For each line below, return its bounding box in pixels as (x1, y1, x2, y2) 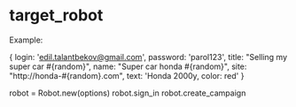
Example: (9, 34, 43, 45)
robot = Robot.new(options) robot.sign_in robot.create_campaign (9, 88, 246, 98)
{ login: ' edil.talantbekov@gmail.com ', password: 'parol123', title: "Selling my (9, 51, 288, 62)
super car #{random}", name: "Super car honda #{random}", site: (9, 61, 247, 72)
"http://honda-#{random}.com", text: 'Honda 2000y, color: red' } (9, 70, 245, 80)
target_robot (9, 5, 104, 26)
